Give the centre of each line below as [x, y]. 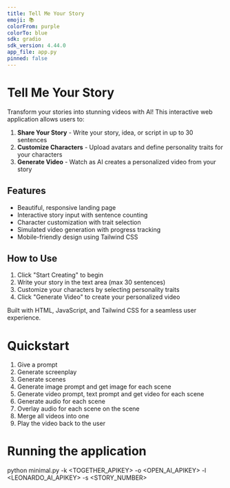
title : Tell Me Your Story [46, 13]
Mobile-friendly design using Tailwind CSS [77, 237]
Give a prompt [37, 365]
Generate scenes [41, 380]
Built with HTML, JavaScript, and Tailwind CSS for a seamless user [102, 311]
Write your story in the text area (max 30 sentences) [91, 282]
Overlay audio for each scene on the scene [78, 409]
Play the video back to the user [61, 423]
